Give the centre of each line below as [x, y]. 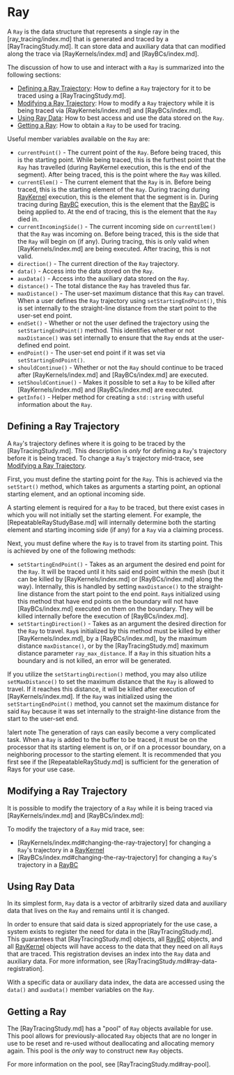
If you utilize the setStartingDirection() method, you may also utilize [107, 674]
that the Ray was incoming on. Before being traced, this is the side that [118, 234]
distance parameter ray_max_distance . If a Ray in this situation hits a [114, 653]
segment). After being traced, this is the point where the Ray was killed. [119, 175]
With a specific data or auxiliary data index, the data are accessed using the [116, 982]
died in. [28, 219]
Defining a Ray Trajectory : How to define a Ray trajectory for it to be [114, 88]
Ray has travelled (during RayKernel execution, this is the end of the [114, 167]
